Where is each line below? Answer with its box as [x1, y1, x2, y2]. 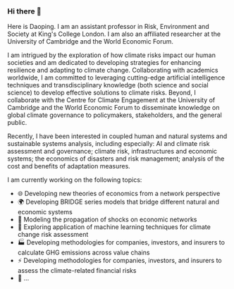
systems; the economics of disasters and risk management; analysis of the [7, 154, 225, 163]
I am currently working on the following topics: [7, 176, 142, 184]
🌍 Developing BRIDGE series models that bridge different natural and [17, 197, 220, 207]
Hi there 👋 [7, 6, 42, 16]
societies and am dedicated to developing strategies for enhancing [7, 59, 202, 67]
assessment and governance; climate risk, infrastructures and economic [7, 147, 217, 156]
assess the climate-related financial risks [17, 266, 137, 275]
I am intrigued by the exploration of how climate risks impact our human [7, 51, 216, 59]
